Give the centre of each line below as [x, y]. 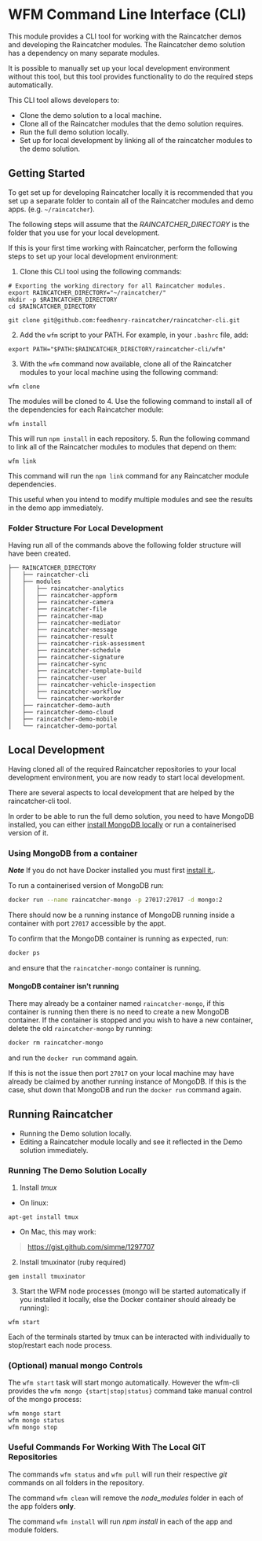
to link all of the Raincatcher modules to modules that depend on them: [123, 446]
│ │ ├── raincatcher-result [61, 637]
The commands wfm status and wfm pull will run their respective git [118, 1474]
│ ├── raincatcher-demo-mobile [63, 719]
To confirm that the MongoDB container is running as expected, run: [118, 939]
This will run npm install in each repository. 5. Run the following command [129, 438]
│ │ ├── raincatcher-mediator [65, 623]
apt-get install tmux [44, 1217]
